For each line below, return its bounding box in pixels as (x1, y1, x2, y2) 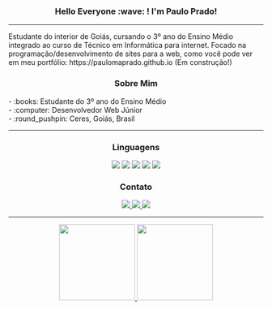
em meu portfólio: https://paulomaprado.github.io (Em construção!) (8, 58, 232, 67)
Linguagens (112, 141, 160, 153)
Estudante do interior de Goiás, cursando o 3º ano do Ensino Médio (8, 32, 233, 41)
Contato (120, 181, 152, 192)
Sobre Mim (114, 78, 158, 89)
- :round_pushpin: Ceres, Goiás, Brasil (8, 114, 135, 123)
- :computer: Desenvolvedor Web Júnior (8, 105, 143, 114)
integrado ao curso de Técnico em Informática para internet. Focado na (8, 41, 247, 50)
